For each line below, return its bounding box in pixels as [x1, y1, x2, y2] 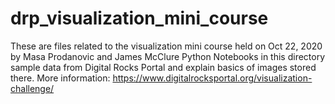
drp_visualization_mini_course [10, 7, 269, 30]
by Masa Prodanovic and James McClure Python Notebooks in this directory [10, 50, 326, 62]
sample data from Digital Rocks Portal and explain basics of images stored [10, 61, 317, 73]
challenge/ [10, 82, 55, 94]
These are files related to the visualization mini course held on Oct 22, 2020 [10, 40, 323, 52]
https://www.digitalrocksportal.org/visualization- [112, 72, 313, 84]
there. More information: [10, 72, 111, 84]
